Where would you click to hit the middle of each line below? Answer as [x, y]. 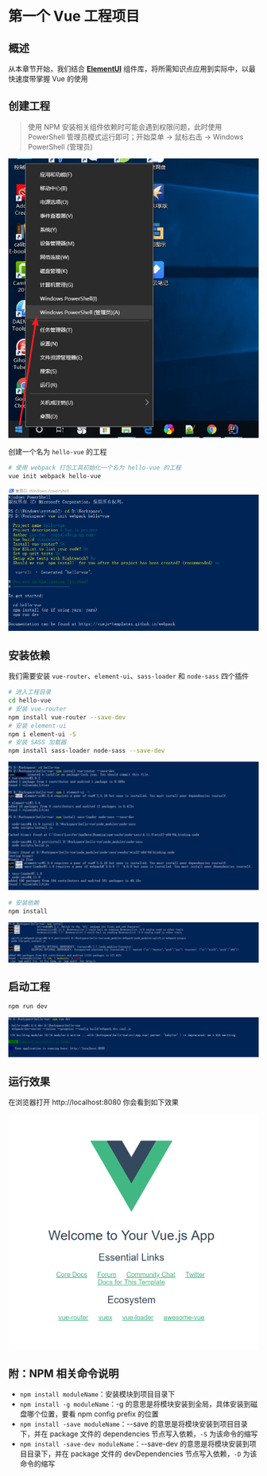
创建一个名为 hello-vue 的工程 [58, 452]
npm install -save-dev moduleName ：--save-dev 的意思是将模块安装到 [135, 1443]
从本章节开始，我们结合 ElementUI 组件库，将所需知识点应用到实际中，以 [128, 69]
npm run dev [28, 1007]
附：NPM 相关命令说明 [64, 1373]
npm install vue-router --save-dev [67, 717]
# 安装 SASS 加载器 [37, 742]
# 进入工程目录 [30, 692]
